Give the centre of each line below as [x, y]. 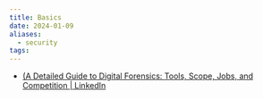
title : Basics [36, 17]
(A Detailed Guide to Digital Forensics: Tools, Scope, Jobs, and [137, 76]
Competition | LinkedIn [64, 86]
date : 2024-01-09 [42, 26]
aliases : [25, 34]
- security [38, 42]
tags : [19, 51]
